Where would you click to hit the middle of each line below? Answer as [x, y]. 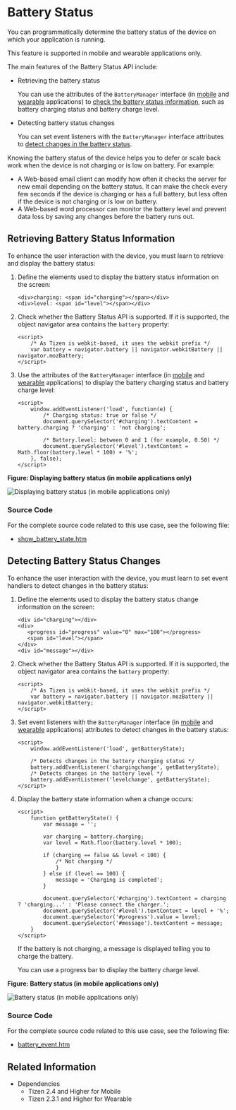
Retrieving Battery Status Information [91, 238]
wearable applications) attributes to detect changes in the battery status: [123, 729]
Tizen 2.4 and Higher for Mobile [74, 1091]
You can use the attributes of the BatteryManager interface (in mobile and [123, 94]
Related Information [52, 1067]
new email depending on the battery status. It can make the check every [122, 186]
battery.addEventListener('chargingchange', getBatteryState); [125, 767]
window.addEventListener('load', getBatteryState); [108, 749]
